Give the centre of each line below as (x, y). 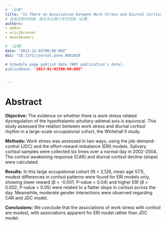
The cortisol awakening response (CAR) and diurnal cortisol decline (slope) (82, 157)
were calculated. (22, 162)
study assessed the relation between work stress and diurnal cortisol (75, 126)
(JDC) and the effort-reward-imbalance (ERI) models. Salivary (83, 146)
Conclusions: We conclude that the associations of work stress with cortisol (83, 208)
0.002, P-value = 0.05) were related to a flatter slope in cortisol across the (80, 187)
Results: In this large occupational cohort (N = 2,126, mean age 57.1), (75, 172)
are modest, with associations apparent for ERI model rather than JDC (76, 213)
